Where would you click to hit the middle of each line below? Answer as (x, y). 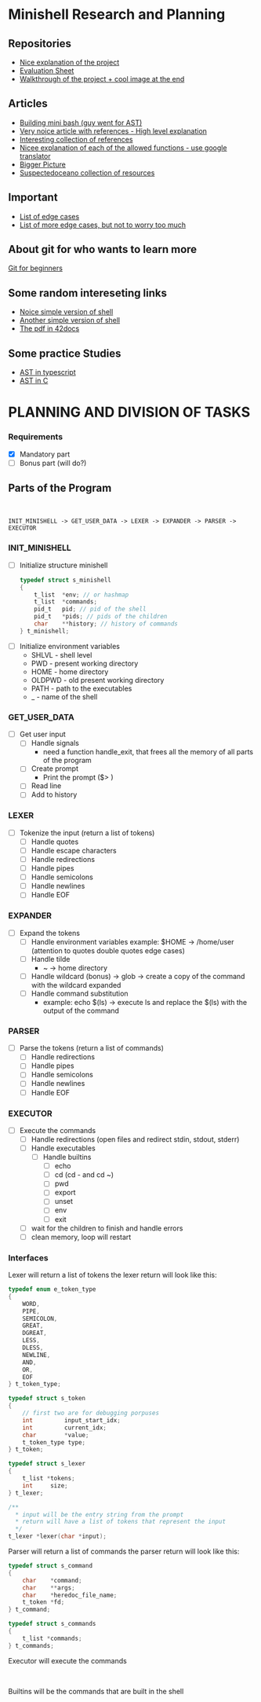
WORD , (31, 1304)
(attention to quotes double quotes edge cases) (108, 950)
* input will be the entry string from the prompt (100, 1514)
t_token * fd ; (43, 1602)
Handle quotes (55, 842)
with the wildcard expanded (76, 985)
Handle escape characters (74, 850)
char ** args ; (49, 1588)
